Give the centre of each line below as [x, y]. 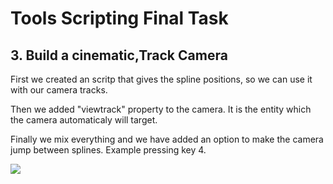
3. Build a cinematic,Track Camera [119, 55]
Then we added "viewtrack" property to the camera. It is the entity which [161, 109]
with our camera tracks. [59, 90]
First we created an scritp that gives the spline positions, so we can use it [161, 79]
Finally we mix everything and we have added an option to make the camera [167, 139]
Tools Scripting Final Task [119, 18]
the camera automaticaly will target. [84, 120]
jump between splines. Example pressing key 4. [108, 150]
